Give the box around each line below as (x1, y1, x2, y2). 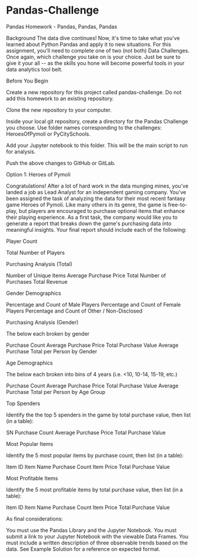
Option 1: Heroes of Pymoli (6, 170, 71, 178)
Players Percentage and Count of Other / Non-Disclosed (6, 307, 143, 314)
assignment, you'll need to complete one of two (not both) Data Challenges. (6, 47, 190, 54)
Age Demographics (6, 359, 53, 366)
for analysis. (6, 148, 36, 155)
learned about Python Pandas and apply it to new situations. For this (6, 41, 172, 48)
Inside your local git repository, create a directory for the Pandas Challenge (6, 117, 188, 124)
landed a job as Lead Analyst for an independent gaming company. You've (6, 188, 186, 195)
